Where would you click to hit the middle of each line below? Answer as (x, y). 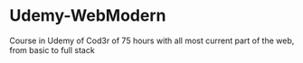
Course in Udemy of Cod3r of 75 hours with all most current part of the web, (152, 40)
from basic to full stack (52, 49)
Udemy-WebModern (88, 16)
